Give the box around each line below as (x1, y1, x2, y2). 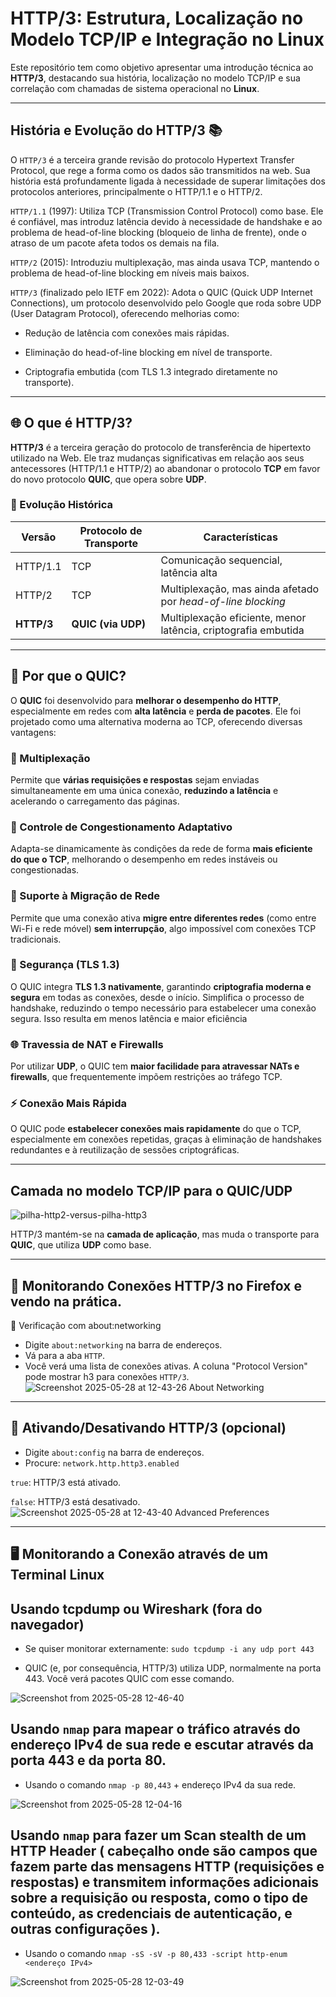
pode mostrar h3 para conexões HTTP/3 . (24, 1371, 190, 1383)
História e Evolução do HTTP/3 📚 (10, 122, 223, 139)
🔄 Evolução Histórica (10, 498, 114, 512)
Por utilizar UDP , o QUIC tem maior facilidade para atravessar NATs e (10, 1060, 300, 1072)
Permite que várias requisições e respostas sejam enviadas (10, 773, 260, 786)
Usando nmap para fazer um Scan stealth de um (10, 1827, 307, 1844)
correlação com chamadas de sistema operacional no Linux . (10, 82, 260, 94)
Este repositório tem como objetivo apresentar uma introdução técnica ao (10, 61, 314, 73)
